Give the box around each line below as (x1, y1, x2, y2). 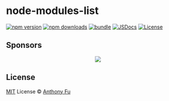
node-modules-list (6, 4, 99, 18)
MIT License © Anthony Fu (6, 88, 71, 95)
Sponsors (6, 40, 42, 50)
